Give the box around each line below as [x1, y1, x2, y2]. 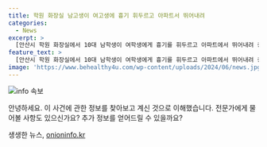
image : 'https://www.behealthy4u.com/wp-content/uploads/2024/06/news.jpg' [8, 64, 265, 72]
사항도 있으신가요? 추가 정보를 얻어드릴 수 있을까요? [22, 113, 183, 122]
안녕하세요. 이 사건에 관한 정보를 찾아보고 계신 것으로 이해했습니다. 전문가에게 [8, 103, 248, 112]
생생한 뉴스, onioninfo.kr [8, 130, 86, 139]
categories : [8, 19, 48, 27]
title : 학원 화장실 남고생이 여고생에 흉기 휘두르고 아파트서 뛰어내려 [8, 11, 205, 20]
